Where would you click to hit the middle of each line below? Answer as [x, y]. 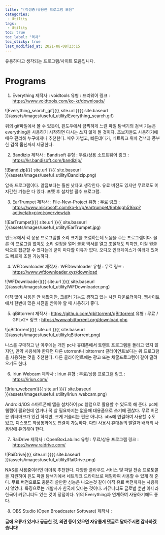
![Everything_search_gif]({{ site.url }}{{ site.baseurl [57, 110]
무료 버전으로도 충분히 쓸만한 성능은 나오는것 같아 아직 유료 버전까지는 [79, 482]
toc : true [15, 32]
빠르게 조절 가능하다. [30, 256]
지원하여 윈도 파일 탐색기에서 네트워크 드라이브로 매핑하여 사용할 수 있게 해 [82, 476]
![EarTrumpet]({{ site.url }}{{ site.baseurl [46, 222]
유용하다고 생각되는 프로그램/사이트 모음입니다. [50, 61]
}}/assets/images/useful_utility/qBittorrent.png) [53, 335]
